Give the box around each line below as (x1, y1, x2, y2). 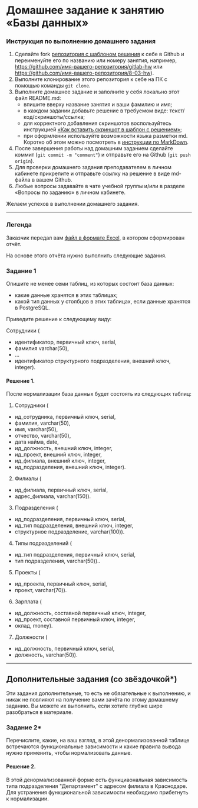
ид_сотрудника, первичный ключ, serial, (14, 413, 116, 421)
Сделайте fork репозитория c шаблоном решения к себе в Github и (14, 51, 184, 58)
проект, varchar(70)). (14, 587, 67, 594)
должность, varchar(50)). (14, 651, 78, 658)
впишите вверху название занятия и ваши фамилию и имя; (23, 101, 173, 108)
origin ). (14, 157, 34, 164)
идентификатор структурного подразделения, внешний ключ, (14, 357, 171, 364)
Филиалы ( (14, 475, 42, 482)
